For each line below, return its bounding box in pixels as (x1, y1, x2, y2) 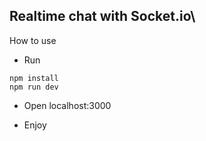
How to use (9, 34, 57, 46)
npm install (9, 73, 59, 83)
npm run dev (9, 82, 59, 92)
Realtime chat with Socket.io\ (9, 8, 196, 25)
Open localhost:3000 (23, 99, 112, 111)
